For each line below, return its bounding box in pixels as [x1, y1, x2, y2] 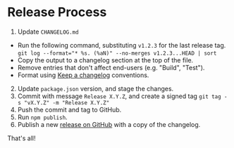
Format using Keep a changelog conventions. [17, 71, 149, 79]
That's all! [7, 134, 36, 142]
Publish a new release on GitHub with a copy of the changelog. [17, 120, 201, 128]
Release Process [7, 4, 107, 20]
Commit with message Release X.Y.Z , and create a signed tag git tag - [17, 92, 228, 100]
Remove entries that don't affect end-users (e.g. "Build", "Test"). [17, 63, 205, 72]
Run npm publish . [17, 113, 68, 121]
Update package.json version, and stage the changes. [17, 84, 174, 93]
